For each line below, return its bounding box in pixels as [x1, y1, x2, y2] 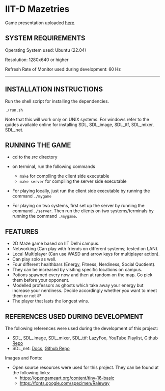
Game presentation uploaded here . [5, 20, 76, 26]
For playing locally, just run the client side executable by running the [12, 188, 150, 194]
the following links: [12, 370, 51, 375]
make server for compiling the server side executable [19, 178, 127, 184]
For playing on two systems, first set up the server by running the [12, 203, 145, 209]
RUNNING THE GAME [5, 141, 71, 149]
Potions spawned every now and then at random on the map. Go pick [12, 272, 153, 278]
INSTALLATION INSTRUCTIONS [5, 85, 103, 94]
